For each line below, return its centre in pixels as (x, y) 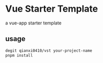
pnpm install (19, 55)
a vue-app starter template (33, 23)
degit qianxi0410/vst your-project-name (49, 51)
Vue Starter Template (52, 9)
